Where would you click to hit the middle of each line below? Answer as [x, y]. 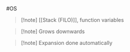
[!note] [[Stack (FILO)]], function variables [72, 20]
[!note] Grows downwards [53, 31]
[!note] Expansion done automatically [66, 43]
